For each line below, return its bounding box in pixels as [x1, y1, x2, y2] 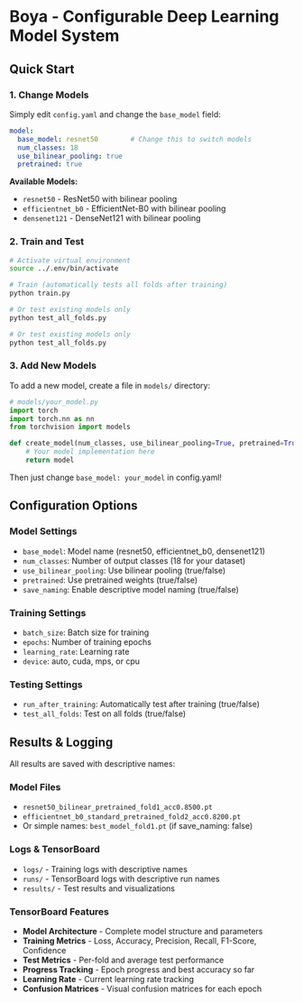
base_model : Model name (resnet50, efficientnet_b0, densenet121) [22, 546, 266, 557]
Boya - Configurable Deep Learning [9, 6, 280, 27]
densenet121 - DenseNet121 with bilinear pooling [22, 213, 201, 224]
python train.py [9, 289, 70, 299]
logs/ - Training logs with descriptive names [22, 863, 188, 874]
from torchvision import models [9, 422, 131, 432]
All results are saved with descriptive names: [9, 759, 176, 769]
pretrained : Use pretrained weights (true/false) [22, 575, 198, 585]
